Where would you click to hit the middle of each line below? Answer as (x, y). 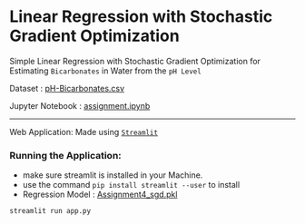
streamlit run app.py (50, 211)
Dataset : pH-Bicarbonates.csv (67, 88)
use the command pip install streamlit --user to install (131, 185)
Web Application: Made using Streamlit (84, 131)
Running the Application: (66, 155)
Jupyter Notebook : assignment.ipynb (80, 105)
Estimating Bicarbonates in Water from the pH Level (105, 71)
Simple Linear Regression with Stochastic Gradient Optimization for (135, 61)
